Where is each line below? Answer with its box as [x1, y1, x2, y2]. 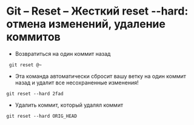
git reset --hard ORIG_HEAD [6, 113, 78, 119]
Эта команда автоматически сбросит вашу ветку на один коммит [15, 72, 187, 79]
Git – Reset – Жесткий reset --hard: [6, 4, 189, 18]
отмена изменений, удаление [6, 17, 166, 31]
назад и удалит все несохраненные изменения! [15, 79, 139, 86]
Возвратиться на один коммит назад [15, 50, 111, 57]
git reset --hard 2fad [6, 90, 64, 96]
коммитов [6, 30, 61, 44]
